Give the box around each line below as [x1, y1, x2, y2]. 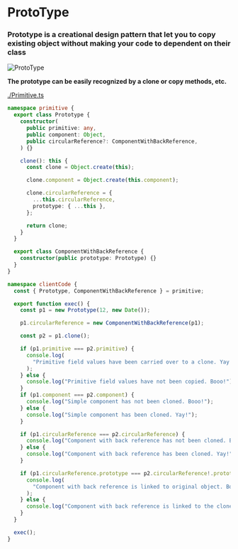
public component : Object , [25, 131, 106, 138]
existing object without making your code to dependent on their [7, 38, 231, 48]
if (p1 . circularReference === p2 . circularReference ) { [20, 430, 186, 437]
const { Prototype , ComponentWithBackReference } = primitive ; [13, 287, 204, 295]
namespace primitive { [7, 104, 74, 112]
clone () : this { [20, 157, 69, 164]
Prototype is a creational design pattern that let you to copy [7, 30, 216, 40]
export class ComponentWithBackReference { [13, 248, 144, 256]
